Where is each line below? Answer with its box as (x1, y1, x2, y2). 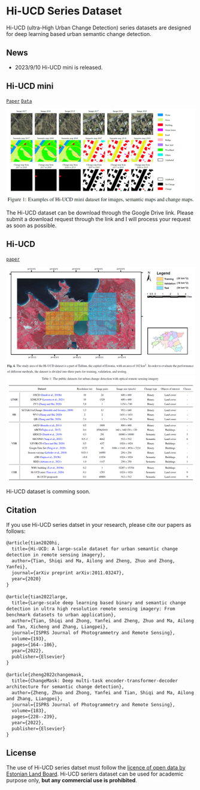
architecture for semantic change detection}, (6, 683, 125, 690)
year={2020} (11, 575, 42, 582)
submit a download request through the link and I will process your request (6, 215, 191, 222)
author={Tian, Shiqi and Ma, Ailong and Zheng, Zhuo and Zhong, (11, 557, 175, 564)
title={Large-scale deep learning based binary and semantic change (11, 599, 186, 606)
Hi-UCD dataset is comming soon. (6, 488, 91, 495)
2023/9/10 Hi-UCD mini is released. (14, 64, 103, 71)
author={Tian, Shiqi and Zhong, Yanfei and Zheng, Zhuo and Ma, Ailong (11, 617, 195, 624)
